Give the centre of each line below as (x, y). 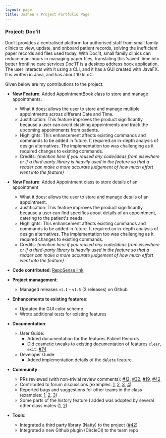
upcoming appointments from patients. (59, 130)
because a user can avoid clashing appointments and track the (84, 125)
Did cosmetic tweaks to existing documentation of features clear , (94, 344)
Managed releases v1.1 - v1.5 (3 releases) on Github (74, 289)
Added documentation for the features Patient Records (83, 338)
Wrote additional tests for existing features (63, 314)
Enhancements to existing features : (50, 299)
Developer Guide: (37, 354)
